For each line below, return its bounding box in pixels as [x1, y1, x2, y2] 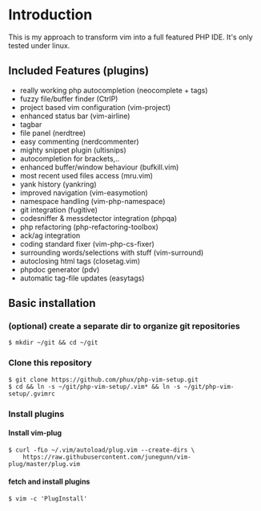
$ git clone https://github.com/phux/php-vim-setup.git [8, 375, 199, 383]
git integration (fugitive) [19, 205, 98, 215]
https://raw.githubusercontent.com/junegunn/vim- [22, 452, 192, 461]
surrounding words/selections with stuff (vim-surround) [19, 247, 204, 257]
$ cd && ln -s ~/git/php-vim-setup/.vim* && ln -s [8, 382, 181, 390]
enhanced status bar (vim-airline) [19, 111, 130, 121]
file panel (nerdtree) [19, 128, 86, 137]
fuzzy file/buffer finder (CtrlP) [19, 94, 118, 104]
